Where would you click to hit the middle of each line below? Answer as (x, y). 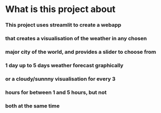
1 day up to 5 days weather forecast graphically (64, 65)
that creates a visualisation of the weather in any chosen (76, 39)
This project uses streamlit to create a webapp (63, 25)
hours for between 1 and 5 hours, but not (56, 92)
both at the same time (32, 105)
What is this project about (61, 9)
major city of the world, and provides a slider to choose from (81, 52)
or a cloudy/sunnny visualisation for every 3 (61, 79)
